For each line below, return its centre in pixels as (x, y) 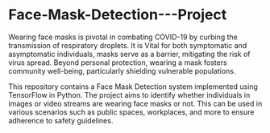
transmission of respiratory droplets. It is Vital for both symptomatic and (128, 45)
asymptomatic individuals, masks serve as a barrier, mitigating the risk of (129, 54)
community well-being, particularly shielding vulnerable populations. (122, 71)
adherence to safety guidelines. (61, 120)
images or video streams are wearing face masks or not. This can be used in (135, 103)
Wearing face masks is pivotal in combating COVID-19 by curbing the (123, 37)
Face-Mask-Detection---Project (118, 15)
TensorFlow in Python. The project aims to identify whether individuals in (129, 95)
